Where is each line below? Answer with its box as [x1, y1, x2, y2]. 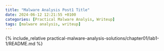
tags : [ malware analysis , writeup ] [5, 21, 81, 27]
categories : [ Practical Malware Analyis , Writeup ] [5, 17, 115, 22]
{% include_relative [5, 35, 46, 41]
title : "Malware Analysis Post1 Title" [5, 7, 90, 13]
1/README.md [5, 41, 36, 47]
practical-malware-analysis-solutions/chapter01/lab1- [46, 35, 159, 41]
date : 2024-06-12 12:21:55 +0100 [5, 12, 76, 17]
